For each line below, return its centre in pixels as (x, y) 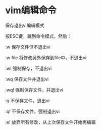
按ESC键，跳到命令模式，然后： (38, 36)
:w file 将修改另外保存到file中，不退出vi (46, 57)
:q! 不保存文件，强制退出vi (32, 111)
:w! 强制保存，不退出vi (29, 68)
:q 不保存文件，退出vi (27, 100)
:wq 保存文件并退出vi (27, 79)
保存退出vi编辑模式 (25, 25)
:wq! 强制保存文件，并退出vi (34, 90)
